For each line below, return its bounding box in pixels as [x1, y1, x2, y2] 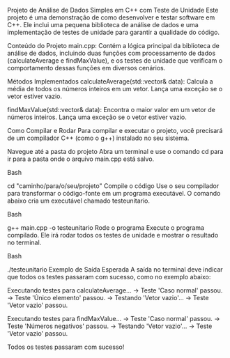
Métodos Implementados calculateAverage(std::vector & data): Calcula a [7, 77, 214, 86]
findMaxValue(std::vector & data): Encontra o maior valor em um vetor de [7, 106, 216, 114]
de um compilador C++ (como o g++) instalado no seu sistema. [7, 134, 190, 142]
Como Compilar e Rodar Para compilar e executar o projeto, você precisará [7, 127, 223, 134]
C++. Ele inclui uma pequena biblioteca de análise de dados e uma [7, 21, 199, 29]
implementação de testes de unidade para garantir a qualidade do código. [7, 28, 220, 36]
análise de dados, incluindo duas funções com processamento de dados [7, 49, 216, 57]
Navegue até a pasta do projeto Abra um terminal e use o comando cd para [7, 148, 224, 155]
